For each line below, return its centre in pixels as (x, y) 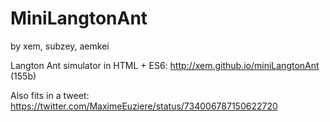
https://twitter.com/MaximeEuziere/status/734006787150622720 (144, 106)
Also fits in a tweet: (50, 95)
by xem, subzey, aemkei (60, 46)
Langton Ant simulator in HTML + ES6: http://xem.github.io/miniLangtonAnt (165, 65)
